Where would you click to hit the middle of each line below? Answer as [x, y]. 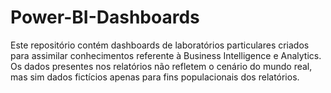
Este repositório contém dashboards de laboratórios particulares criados [160, 45]
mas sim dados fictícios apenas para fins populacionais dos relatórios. [155, 77]
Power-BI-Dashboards [105, 17]
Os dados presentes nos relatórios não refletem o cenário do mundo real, [161, 66]
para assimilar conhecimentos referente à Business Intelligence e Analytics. [166, 55]
